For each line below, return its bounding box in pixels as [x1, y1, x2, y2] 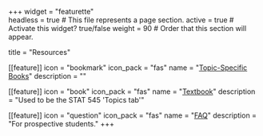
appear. [8, 32, 34, 41]
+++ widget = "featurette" [8, 7, 94, 16]
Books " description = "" [8, 72, 86, 80]
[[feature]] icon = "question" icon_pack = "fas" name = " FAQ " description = [8, 111, 257, 120]
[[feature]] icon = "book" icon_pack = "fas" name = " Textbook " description [8, 87, 256, 96]
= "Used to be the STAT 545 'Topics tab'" [8, 95, 145, 104]
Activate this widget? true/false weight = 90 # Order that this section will [8, 24, 247, 33]
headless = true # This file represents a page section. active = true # [8, 15, 234, 25]
